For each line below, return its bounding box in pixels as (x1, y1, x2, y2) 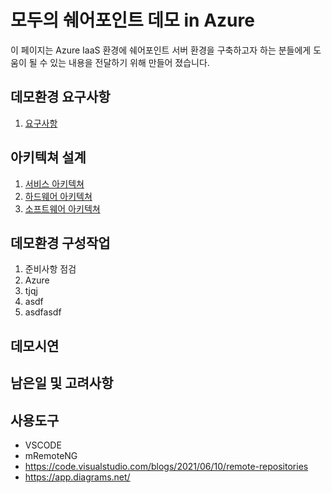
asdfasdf (24, 306, 62, 318)
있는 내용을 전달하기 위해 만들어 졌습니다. (49, 56, 210, 68)
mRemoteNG (24, 449, 78, 461)
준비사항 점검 (24, 263, 77, 275)
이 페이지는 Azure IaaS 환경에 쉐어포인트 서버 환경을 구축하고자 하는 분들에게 (10, 44, 312, 56)
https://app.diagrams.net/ (24, 471, 131, 483)
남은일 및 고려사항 (10, 375, 114, 392)
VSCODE (24, 439, 62, 451)
